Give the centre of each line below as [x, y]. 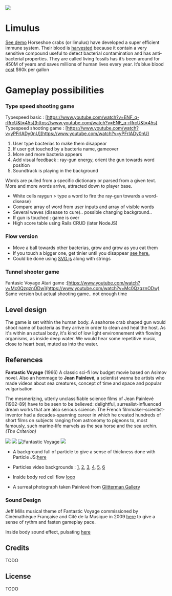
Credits [17, 548]
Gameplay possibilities [55, 90]
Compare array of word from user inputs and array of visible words [83, 207]
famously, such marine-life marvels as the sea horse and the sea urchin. [81, 426]
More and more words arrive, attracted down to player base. [69, 186]
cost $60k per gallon [27, 70]
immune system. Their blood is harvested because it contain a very [76, 48]
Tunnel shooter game [33, 272]
